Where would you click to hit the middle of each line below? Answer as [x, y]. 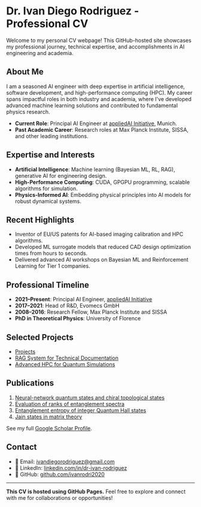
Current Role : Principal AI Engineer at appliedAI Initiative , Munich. [96, 123]
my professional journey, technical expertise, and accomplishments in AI [95, 47]
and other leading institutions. [51, 136]
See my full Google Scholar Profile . [49, 428]
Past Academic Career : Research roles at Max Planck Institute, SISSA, [102, 129]
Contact [22, 447]
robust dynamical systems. [48, 201]
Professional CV [47, 24]
